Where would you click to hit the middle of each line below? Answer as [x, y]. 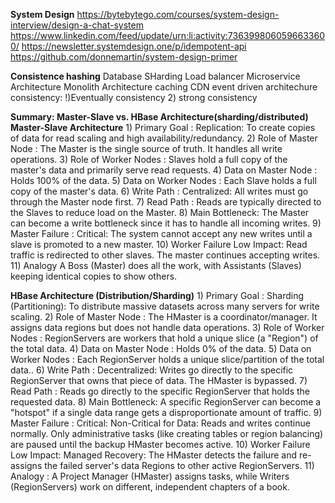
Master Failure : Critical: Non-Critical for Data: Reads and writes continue [160, 423]
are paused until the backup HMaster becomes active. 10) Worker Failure [160, 444]
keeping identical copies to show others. [94, 276]
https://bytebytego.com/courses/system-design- [178, 14]
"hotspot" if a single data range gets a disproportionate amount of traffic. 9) [166, 412]
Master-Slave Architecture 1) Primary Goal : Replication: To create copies [163, 127]
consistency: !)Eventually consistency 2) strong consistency [134, 97]
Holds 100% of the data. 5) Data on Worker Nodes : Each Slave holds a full [163, 180]
